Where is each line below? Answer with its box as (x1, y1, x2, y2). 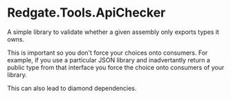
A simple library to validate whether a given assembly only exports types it (7, 28, 219, 36)
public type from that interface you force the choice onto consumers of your (7, 63, 225, 71)
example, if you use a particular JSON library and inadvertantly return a (7, 55, 210, 64)
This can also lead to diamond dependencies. (7, 84, 137, 92)
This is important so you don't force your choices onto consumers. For (7, 48, 208, 57)
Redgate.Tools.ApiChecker (7, 5, 166, 21)
